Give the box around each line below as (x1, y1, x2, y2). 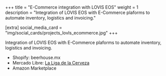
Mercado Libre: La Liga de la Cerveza (12, 60, 90, 65)
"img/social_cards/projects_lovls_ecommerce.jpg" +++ (5, 30, 118, 35)
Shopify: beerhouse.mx (12, 54, 61, 60)
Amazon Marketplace (12, 65, 56, 71)
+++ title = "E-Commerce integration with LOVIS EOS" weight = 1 (5, 4, 139, 10)
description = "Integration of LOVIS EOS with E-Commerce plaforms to (5, 9, 151, 15)
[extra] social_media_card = (5, 24, 62, 30)
